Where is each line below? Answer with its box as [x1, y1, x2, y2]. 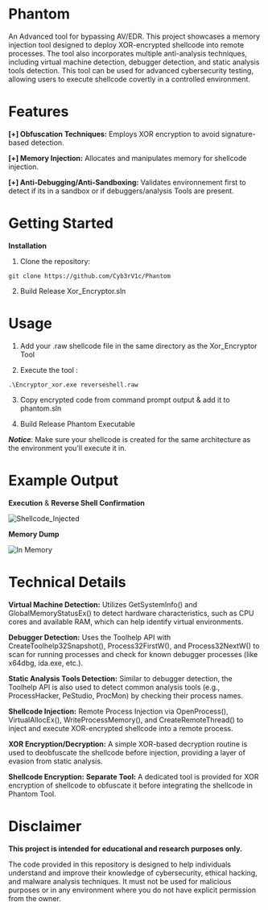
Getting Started [8, 214, 114, 233]
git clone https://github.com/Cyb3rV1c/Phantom [8, 271, 171, 280]
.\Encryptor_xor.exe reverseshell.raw [8, 380, 138, 389]
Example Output [8, 471, 119, 490]
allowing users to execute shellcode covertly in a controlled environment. [8, 74, 251, 84]
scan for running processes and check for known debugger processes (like [8, 649, 258, 659]
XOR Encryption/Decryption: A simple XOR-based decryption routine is [8, 738, 248, 749]
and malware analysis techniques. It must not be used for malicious [8, 876, 232, 886]
